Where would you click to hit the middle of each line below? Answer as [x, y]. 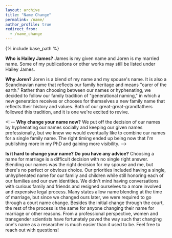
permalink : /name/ [25, 19]
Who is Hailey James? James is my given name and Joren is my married [82, 58]
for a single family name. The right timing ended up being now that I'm [79, 138]
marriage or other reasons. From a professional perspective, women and [82, 214]
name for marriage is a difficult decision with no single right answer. [77, 159]
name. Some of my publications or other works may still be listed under [80, 64]
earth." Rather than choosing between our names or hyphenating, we [78, 90]
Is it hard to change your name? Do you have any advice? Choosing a [80, 154]
